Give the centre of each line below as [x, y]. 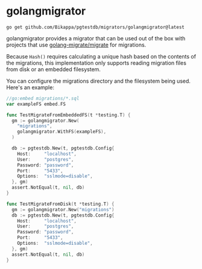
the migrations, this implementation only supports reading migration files [96, 63]
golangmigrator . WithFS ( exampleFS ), [62, 132]
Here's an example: [30, 87]
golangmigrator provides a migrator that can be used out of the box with [96, 38]
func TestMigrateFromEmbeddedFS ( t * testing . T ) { [68, 115]
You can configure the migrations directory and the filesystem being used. [99, 81]
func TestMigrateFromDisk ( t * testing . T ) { [60, 204]
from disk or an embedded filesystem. [54, 69]
